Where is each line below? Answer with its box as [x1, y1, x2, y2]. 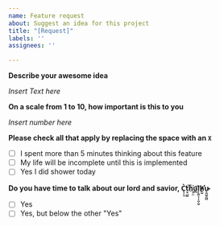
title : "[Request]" [8, 27, 74, 35]
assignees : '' [8, 42, 56, 50]
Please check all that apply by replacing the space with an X [8, 134, 212, 143]
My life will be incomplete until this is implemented [19, 158, 188, 167]
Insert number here [8, 117, 73, 127]
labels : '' [8, 34, 45, 43]
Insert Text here [8, 86, 61, 97]
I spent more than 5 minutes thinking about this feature [19, 149, 203, 158]
